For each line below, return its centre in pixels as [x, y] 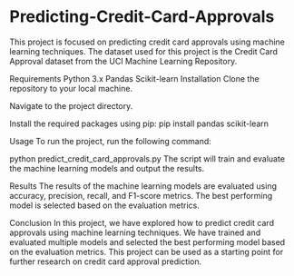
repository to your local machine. [71, 88]
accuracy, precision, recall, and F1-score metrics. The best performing [141, 195]
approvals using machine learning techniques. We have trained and [135, 232]
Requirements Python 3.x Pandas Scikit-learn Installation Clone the [135, 78]
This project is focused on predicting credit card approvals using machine [147, 42]
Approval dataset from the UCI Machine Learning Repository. [123, 61]
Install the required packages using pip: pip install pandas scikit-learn [139, 123]
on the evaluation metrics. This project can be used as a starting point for [147, 251]
